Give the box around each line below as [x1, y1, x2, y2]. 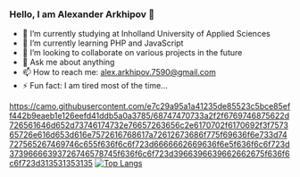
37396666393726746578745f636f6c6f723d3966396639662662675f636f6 [9, 148, 290, 159]
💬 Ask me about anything [21, 57, 115, 68]
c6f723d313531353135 [9, 158, 94, 169]
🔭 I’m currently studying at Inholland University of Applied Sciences [21, 29, 271, 39]
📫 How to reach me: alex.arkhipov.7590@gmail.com [21, 67, 216, 78]
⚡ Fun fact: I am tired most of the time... [21, 80, 168, 91]
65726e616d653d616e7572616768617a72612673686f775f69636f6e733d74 [9, 130, 287, 140]
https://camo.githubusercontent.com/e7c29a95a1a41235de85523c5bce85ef [9, 101, 291, 112]
